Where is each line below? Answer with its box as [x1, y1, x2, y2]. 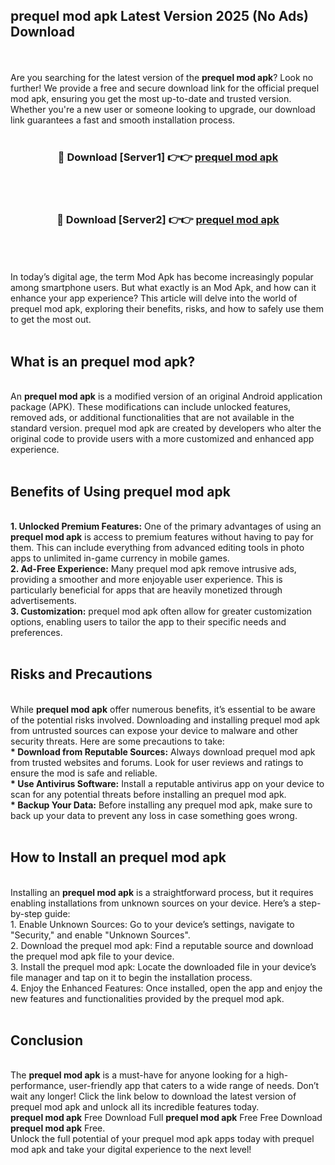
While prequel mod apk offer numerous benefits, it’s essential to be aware [10, 703, 316, 715]
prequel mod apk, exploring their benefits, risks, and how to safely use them [10, 303, 324, 315]
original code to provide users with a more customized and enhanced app [10, 433, 315, 445]
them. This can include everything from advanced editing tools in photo [10, 542, 305, 554]
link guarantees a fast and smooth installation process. [10, 114, 236, 126]
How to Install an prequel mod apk [10, 849, 227, 866]
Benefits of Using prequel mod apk [10, 483, 231, 500]
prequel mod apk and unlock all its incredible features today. [10, 1101, 260, 1113]
